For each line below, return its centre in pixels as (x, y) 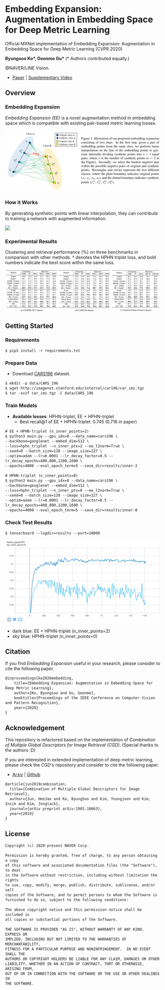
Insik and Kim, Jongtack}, (33, 804)
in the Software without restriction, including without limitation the (81, 875)
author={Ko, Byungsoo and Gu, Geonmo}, (55, 693)
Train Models (21, 406)
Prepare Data (21, 363)
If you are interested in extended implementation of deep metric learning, (79, 760)
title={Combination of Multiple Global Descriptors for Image (75, 789)
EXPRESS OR (16, 934)
